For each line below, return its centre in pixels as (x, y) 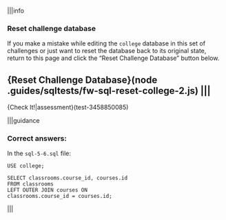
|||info (16, 11)
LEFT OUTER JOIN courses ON (48, 190)
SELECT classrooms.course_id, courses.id (68, 178)
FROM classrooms (30, 184)
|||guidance (23, 121)
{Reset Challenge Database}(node (82, 80)
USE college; (26, 166)
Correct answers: (37, 139)
